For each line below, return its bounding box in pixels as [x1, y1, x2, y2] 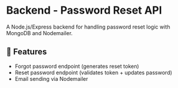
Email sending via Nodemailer [14, 75, 88, 82]
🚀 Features [6, 47, 47, 57]
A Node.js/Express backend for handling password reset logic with [6, 23, 170, 30]
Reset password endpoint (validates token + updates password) [14, 69, 173, 76]
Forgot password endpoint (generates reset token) [14, 62, 139, 70]
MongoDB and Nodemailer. [6, 29, 73, 36]
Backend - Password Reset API [6, 4, 162, 17]
